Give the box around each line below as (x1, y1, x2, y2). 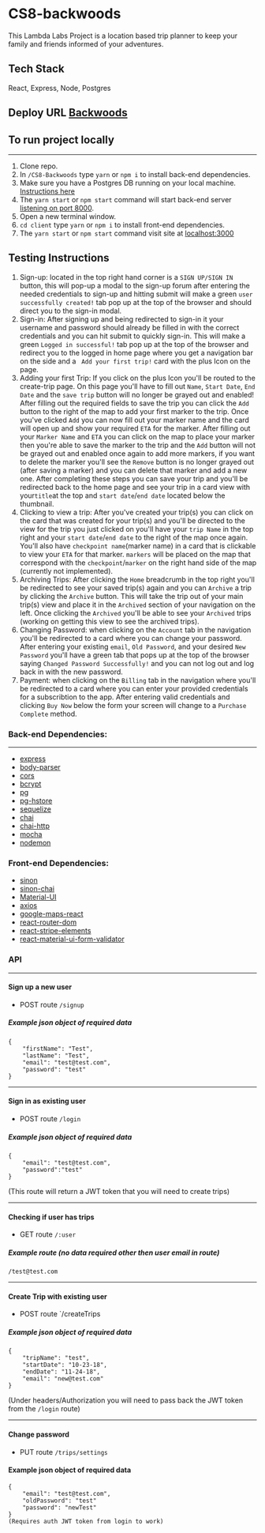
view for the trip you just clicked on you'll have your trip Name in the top (19, 524, 254, 533)
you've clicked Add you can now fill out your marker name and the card (19, 415, 250, 424)
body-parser (19, 763, 61, 772)
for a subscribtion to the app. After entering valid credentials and (19, 692, 230, 702)
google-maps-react (19, 910, 84, 919)
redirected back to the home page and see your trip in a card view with (19, 482, 251, 492)
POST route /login (19, 1114, 81, 1124)
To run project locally (8, 133, 114, 146)
